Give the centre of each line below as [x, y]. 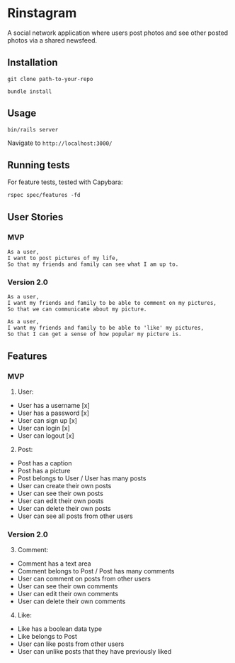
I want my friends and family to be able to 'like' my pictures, [105, 328]
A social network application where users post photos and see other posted [118, 33]
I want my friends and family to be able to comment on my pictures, [112, 303]
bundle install [30, 91]
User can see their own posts [61, 494]
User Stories [35, 217]
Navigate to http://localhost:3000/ [60, 143]
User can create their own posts [64, 486]
